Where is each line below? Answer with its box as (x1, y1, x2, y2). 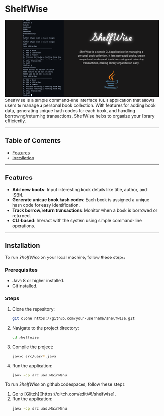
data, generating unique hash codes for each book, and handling (5, 107, 136, 113)
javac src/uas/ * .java (12, 354, 56, 359)
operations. (12, 223, 36, 229)
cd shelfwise (12, 335, 39, 340)
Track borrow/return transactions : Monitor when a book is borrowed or (12, 207, 158, 213)
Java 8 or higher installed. (12, 277, 65, 283)
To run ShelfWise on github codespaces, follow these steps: (5, 381, 126, 387)
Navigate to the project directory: (12, 325, 79, 331)
